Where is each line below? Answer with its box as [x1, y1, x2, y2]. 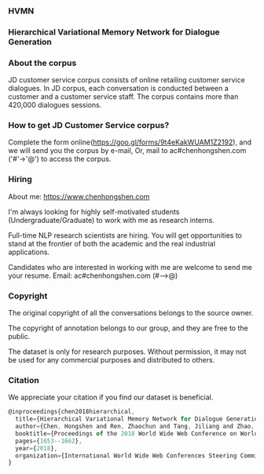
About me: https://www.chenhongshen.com [8, 191, 150, 201]
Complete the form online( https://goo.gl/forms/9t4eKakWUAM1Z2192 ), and [8, 137, 252, 147]
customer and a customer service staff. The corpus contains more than [8, 92, 239, 101]
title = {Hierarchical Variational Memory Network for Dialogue [15, 415, 223, 423]
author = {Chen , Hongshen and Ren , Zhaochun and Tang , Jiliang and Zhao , [15, 422, 255, 431]
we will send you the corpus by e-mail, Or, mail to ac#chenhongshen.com [8, 146, 247, 155]
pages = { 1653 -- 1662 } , [15, 437, 82, 445]
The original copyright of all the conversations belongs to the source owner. [8, 308, 254, 318]
